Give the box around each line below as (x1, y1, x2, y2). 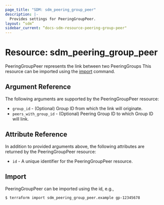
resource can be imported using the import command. (5, 69, 115, 75)
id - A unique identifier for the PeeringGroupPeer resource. (12, 158, 133, 164)
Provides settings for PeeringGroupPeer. (9, 16, 96, 21)
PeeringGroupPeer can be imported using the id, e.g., (5, 186, 114, 192)
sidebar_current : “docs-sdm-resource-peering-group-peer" (5, 26, 127, 31)
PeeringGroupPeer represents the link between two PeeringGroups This (5, 63, 152, 69)
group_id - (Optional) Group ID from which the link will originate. (12, 105, 143, 111)
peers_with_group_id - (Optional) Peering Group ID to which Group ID (12, 111, 154, 117)
